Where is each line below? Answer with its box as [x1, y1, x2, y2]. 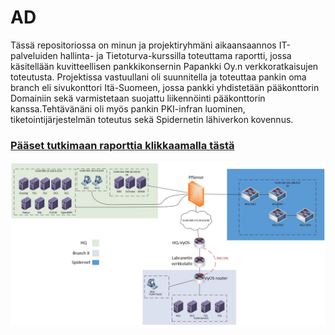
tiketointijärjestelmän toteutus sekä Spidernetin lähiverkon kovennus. [10, 113, 294, 125]
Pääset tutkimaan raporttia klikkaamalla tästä [10, 138, 235, 152]
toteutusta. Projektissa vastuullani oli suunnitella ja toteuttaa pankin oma [10, 71, 307, 83]
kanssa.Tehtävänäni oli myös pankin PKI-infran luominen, [10, 102, 246, 115]
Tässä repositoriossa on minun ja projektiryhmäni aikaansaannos [10, 39, 277, 51]
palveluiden [10, 49, 58, 61]
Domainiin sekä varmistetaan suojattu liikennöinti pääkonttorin [10, 92, 266, 104]
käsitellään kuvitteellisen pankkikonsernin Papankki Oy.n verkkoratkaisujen [10, 60, 319, 72]
